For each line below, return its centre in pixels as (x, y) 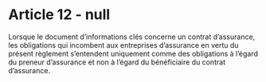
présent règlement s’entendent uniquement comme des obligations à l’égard (133, 53)
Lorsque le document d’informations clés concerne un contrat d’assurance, (132, 37)
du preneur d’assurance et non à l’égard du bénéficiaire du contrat (117, 62)
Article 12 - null (59, 15)
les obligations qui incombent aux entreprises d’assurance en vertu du (123, 45)
